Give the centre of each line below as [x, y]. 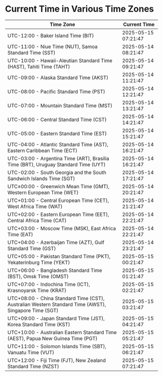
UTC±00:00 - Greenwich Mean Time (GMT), [59, 186]
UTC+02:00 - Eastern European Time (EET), [58, 214]
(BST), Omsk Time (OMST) [38, 276]
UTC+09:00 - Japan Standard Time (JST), [56, 318]
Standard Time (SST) [32, 53]
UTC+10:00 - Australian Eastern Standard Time [62, 332]
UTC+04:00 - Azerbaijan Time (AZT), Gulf [56, 242]
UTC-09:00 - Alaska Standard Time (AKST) [58, 77]
